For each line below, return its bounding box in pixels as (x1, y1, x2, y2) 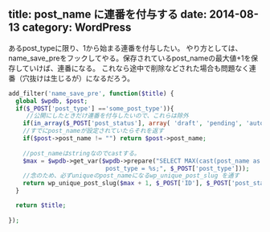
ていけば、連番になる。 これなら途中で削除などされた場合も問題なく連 (22, 63, 257, 72)
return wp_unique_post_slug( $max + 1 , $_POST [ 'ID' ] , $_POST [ (22, 180, 232, 188)
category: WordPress (22, 21, 132, 35)
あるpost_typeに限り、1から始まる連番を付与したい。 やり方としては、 (8, 43, 243, 52)
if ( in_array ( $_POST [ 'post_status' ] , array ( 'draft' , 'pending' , (22, 119, 243, 127)
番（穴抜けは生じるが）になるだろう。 (8, 73, 135, 83)
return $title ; (15, 201, 67, 209)
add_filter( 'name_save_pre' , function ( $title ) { (8, 89, 174, 97)
